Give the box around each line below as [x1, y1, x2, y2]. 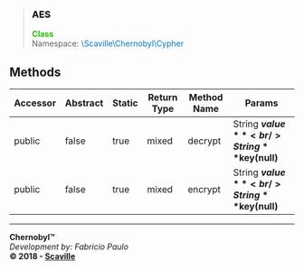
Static [111, 97, 138, 109]
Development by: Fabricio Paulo [9, 241, 129, 252]
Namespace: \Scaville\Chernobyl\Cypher [31, 38, 185, 49]
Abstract [64, 97, 104, 109]
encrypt [187, 183, 222, 196]
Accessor [14, 97, 57, 109]
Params [244, 97, 279, 109]
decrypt [187, 135, 222, 147]
